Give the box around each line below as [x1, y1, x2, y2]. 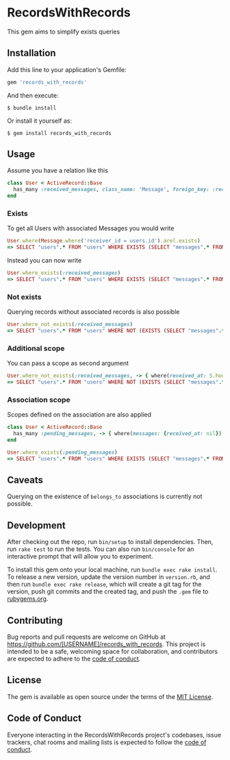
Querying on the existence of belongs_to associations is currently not [7, 492, 203, 501]
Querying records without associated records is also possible [7, 308, 180, 316]
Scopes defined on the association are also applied [7, 410, 152, 419]
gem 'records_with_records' [7, 79, 88, 86]
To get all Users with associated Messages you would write [7, 224, 175, 232]
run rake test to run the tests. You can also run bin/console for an [7, 545, 194, 553]
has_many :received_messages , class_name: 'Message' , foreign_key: [13, 186, 210, 193]
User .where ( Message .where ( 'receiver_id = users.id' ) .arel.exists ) [7, 238, 201, 245]
